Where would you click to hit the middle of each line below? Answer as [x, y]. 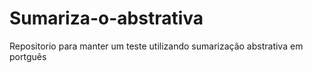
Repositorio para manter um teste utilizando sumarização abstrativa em [156, 46]
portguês [28, 56]
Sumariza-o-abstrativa [106, 18]
